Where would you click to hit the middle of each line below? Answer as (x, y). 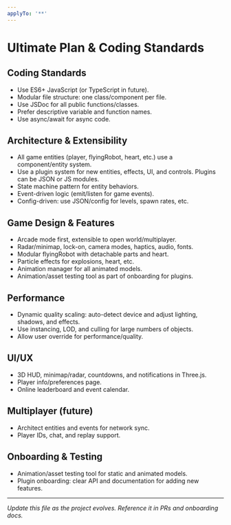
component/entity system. (54, 165)
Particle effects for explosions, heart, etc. (76, 261)
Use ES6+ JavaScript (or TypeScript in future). (83, 90)
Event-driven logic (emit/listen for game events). (86, 194)
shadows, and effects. (48, 322)
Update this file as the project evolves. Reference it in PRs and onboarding (113, 508)
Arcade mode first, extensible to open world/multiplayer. (97, 239)
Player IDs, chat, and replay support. (69, 435)
